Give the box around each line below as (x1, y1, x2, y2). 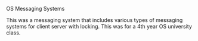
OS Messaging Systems (6, 5, 65, 12)
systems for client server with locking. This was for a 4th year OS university (6, 23, 193, 30)
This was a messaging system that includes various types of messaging (6, 17, 183, 23)
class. (6, 29, 21, 36)
